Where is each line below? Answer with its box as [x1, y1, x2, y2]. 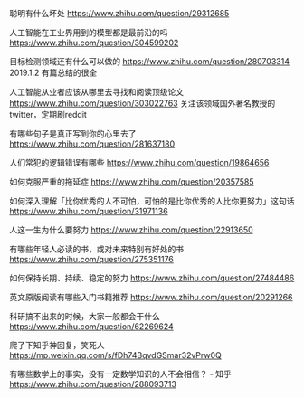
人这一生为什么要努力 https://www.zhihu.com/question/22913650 [9, 224, 253, 235]
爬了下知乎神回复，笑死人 [9, 340, 105, 350]
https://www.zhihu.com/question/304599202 [9, 37, 179, 48]
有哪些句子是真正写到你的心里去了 [9, 128, 137, 138]
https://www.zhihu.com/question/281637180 [9, 138, 176, 149]
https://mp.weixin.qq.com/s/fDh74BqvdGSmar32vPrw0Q [9, 350, 222, 360]
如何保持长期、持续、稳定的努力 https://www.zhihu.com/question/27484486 [9, 272, 295, 283]
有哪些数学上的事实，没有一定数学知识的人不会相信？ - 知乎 [9, 369, 233, 379]
